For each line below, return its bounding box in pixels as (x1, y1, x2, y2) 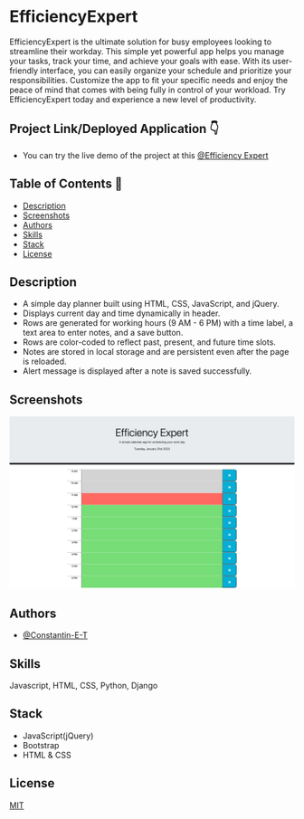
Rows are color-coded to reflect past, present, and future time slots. (22, 337, 276, 348)
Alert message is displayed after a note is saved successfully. (22, 366, 252, 376)
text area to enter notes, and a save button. (22, 328, 184, 338)
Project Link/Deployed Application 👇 (9, 121, 220, 137)
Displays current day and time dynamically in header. (22, 308, 221, 319)
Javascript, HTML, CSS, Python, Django (9, 681, 158, 690)
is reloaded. (22, 356, 67, 367)
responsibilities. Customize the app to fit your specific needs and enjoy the (9, 74, 289, 85)
